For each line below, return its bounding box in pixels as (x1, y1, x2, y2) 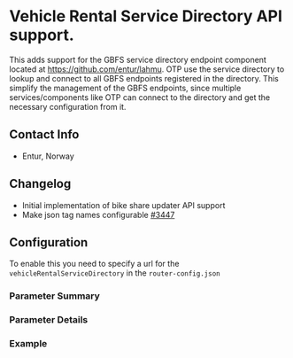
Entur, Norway (21, 151, 75, 161)
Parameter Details (9, 314, 89, 326)
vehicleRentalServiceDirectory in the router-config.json (9, 268, 220, 278)
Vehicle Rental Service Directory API (9, 6, 283, 27)
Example (9, 338, 48, 350)
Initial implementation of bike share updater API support (21, 199, 226, 210)
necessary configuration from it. (9, 101, 127, 112)
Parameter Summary (9, 290, 100, 302)
